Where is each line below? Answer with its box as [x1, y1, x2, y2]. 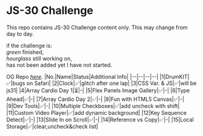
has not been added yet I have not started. [6, 61, 112, 69]
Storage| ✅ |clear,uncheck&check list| [6, 123, 99, 130]
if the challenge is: [6, 42, 53, 49]
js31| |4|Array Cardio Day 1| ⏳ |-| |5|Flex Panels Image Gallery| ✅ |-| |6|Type [6, 86, 190, 94]
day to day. [6, 30, 35, 37]
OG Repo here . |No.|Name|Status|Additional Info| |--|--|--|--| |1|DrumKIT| [6, 73, 190, 80]
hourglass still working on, [6, 55, 73, 62]
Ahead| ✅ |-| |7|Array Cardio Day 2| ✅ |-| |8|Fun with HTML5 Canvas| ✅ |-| [6, 95, 185, 103]
